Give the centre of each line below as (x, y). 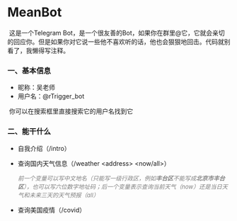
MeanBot (35, 12)
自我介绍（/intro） (44, 148)
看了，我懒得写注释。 (38, 50)
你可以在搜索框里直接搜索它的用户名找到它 (71, 111)
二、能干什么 (29, 132)
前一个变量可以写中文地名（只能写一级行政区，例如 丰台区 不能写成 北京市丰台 (121, 178)
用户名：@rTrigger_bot (51, 96)
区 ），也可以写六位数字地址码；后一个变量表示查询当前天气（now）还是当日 (120, 186)
